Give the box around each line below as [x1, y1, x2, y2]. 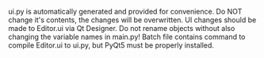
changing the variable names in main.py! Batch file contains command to [8, 32, 246, 41]
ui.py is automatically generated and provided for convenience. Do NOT [8, 7, 243, 16]
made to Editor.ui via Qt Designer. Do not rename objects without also [8, 24, 235, 33]
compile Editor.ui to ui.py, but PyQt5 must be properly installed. [8, 41, 214, 50]
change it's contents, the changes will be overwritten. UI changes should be [8, 15, 257, 25]
